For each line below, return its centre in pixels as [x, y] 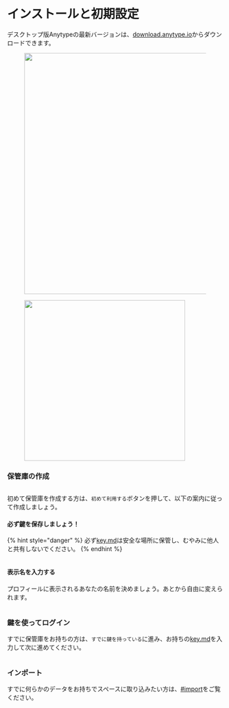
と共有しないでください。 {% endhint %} [65, 549]
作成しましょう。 [37, 507]
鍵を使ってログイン [39, 622]
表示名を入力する [31, 572]
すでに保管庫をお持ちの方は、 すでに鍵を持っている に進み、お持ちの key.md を [112, 639]
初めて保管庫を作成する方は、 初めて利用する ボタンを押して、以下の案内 [106, 498]
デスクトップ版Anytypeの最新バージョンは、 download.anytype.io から [106, 34]
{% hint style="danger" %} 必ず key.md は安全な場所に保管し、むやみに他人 [113, 540]
